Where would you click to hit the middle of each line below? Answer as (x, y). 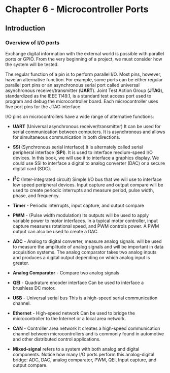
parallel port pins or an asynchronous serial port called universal (73, 85)
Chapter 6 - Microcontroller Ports (77, 9)
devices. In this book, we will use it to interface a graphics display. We (86, 158)
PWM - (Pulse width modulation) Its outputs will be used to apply (81, 215)
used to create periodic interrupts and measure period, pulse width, (83, 190)
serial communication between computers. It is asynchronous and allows (89, 132)
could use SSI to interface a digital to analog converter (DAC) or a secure (89, 163)
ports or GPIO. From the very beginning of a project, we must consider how (84, 59)
